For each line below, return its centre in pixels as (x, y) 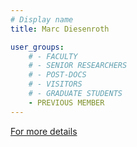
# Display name (42, 19)
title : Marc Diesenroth (60, 29)
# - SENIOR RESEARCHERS (78, 66)
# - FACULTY (53, 56)
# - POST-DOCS (57, 75)
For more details (44, 131)
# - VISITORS (55, 84)
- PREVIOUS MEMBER (66, 102)
